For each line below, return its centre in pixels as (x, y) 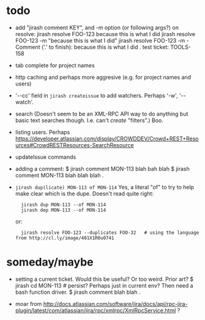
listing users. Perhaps (43, 132)
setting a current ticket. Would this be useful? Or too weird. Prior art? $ (104, 279)
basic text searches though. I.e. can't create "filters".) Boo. (89, 120)
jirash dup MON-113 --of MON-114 (64, 205)
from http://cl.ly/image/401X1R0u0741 (65, 238)
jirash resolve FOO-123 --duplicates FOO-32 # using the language (110, 233)
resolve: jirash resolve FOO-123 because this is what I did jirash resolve (105, 34)
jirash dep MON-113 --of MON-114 (64, 210)
